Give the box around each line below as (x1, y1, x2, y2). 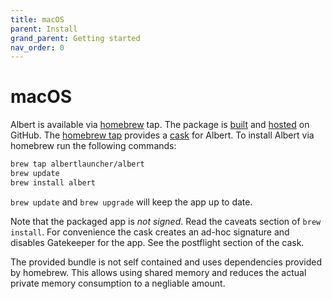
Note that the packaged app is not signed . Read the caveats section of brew (10, 215, 322, 227)
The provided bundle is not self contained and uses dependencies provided (10, 256, 323, 268)
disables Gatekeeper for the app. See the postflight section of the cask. (10, 236, 305, 248)
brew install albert (10, 177, 97, 188)
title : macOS (10, 14, 65, 25)
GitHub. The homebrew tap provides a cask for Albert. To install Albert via (10, 129, 315, 141)
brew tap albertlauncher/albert (10, 159, 145, 170)
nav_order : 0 (10, 42, 65, 53)
